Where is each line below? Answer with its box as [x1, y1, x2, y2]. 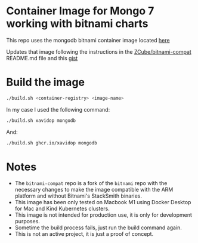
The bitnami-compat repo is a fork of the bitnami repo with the [14, 180, 168, 187]
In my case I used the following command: [6, 106, 110, 113]
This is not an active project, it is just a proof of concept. [14, 230, 154, 238]
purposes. [14, 218, 41, 225]
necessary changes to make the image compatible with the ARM [14, 186, 174, 193]
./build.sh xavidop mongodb [6, 118, 76, 124]
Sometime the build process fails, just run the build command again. [14, 224, 182, 231]
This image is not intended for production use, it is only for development [14, 211, 193, 219]
